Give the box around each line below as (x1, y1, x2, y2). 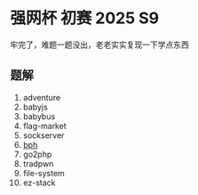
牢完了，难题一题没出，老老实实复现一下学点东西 (10, 39, 189, 50)
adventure (22, 92, 61, 102)
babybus (22, 110, 56, 121)
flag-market (22, 120, 67, 131)
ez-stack (22, 177, 56, 188)
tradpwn (22, 158, 54, 169)
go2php (22, 149, 52, 159)
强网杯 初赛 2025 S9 (10, 8, 159, 28)
